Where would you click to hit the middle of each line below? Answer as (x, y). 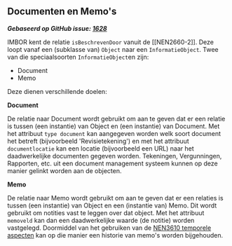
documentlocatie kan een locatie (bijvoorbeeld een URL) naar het (101, 148)
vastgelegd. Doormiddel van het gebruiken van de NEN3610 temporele (109, 228)
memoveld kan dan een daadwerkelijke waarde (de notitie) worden (101, 220)
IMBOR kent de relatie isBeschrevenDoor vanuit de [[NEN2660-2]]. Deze (110, 42)
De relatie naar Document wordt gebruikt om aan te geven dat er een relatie (116, 118)
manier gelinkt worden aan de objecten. (64, 170)
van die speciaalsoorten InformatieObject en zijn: (78, 57)
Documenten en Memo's (62, 12)
